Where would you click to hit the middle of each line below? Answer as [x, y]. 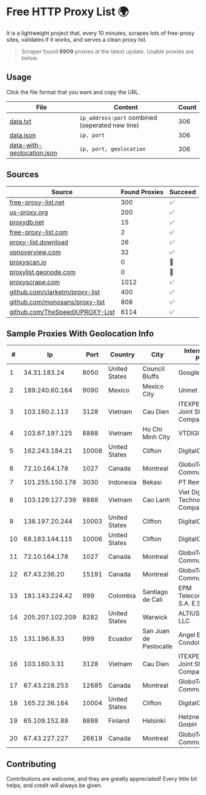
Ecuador [120, 639]
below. [30, 58]
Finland [119, 721]
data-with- [26, 145]
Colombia [122, 596]
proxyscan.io [28, 262]
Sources [23, 175]
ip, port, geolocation [113, 149]
